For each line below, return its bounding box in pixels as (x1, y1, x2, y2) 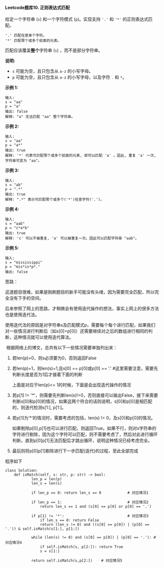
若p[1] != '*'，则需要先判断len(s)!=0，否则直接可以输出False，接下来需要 (12, 393, 159, 398)
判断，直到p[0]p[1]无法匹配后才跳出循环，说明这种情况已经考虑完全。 (12, 437, 152, 443)
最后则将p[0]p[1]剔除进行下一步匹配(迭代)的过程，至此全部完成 (12, 448, 139, 454)
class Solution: (5, 468, 38, 473)
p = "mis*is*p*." (5, 264, 41, 269)
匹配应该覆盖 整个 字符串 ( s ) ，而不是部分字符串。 (5, 47, 103, 53)
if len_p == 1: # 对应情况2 (31, 500, 149, 505)
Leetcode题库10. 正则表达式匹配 (5, 4, 70, 10)
